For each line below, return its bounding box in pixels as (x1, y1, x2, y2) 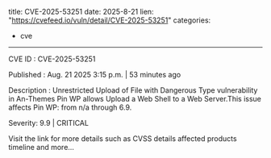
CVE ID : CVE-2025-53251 (8, 54, 96, 64)
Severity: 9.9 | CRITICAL (8, 118, 89, 127)
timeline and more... (8, 143, 75, 152)
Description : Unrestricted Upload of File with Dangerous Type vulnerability (8, 85, 258, 95)
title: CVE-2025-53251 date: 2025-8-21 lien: (8, 7, 155, 16)
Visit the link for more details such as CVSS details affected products (8, 134, 237, 143)
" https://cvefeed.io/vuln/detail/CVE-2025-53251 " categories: (8, 15, 211, 25)
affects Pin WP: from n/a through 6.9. (8, 102, 132, 112)
